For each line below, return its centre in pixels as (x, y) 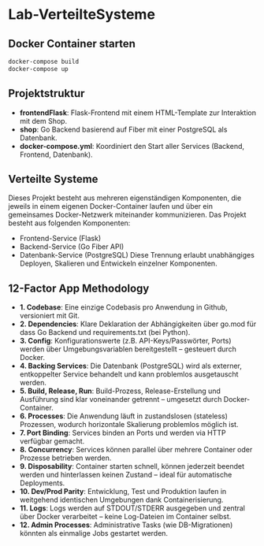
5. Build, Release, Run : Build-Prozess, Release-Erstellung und (120, 391)
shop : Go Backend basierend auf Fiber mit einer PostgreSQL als (123, 129)
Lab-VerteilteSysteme (82, 15)
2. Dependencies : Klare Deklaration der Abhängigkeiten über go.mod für (138, 324)
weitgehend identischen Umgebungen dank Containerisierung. (121, 500)
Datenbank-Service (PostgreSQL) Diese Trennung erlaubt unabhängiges (137, 255)
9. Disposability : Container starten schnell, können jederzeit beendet (132, 466)
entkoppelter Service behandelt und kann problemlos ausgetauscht (129, 374)
